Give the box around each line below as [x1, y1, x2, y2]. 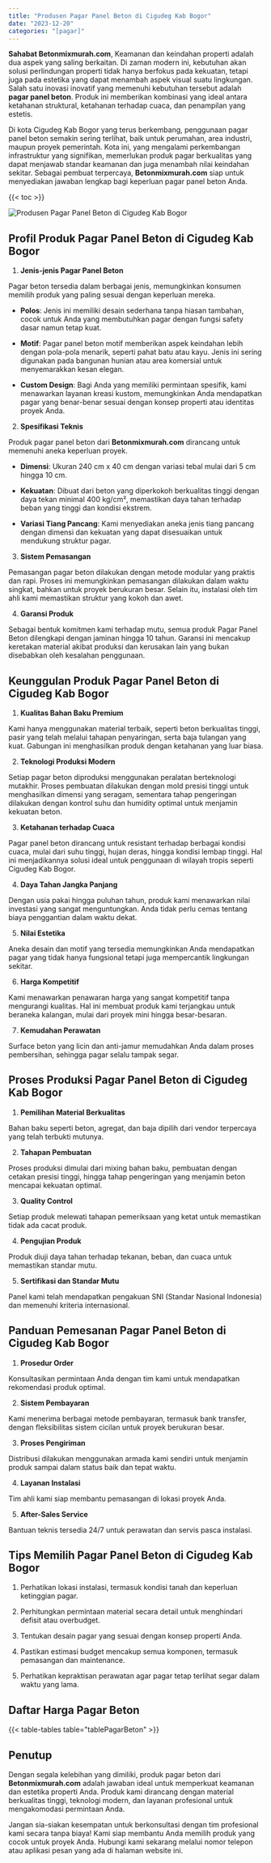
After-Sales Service [19, 1509, 88, 1519]
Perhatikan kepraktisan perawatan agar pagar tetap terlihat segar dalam [19, 1671, 260, 1681]
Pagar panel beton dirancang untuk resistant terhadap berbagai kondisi [8, 838, 246, 847]
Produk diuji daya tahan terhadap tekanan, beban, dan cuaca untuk [8, 1251, 232, 1261]
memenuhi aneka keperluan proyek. [8, 446, 128, 456]
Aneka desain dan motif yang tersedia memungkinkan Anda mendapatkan [8, 944, 255, 953]
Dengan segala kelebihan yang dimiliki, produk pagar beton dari [8, 1770, 221, 1780]
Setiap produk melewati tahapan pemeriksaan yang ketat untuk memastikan [8, 1212, 261, 1221]
